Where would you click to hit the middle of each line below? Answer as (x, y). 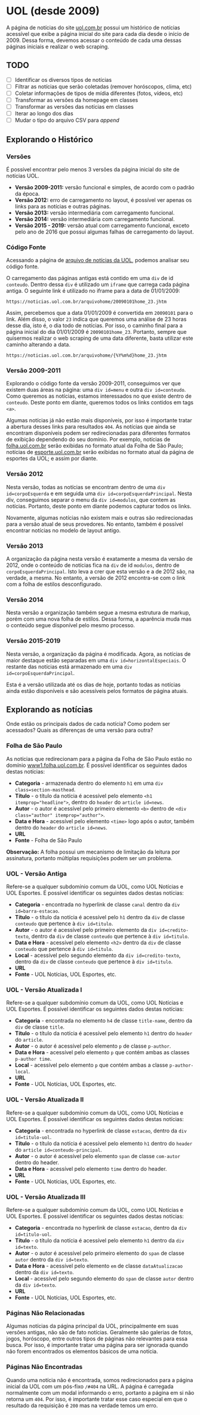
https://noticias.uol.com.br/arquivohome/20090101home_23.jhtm (87, 302)
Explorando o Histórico (50, 139)
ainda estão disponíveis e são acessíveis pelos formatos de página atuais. (97, 690)
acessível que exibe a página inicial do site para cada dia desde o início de (98, 33)
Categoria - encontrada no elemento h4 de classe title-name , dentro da (104, 1021)
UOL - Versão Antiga (37, 873)
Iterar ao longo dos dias (44, 113)
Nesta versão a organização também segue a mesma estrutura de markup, (98, 613)
